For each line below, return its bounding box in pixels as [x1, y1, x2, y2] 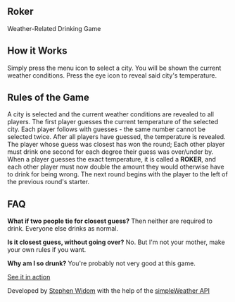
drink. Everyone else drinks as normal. [7, 224, 118, 233]
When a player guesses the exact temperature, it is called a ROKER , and [7, 155, 217, 164]
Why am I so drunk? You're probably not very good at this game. [7, 259, 196, 267]
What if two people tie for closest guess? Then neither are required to [7, 217, 213, 225]
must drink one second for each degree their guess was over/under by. [7, 147, 214, 156]
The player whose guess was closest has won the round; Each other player [7, 140, 225, 149]
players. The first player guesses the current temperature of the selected [7, 118, 219, 126]
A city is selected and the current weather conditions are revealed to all [7, 110, 215, 119]
